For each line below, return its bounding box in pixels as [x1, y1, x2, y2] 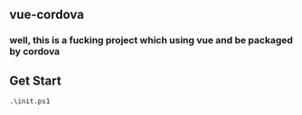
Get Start [9, 73, 61, 88]
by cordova [9, 45, 61, 57]
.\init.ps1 [9, 97, 51, 106]
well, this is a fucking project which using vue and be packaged [9, 34, 294, 47]
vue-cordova [9, 7, 84, 22]
